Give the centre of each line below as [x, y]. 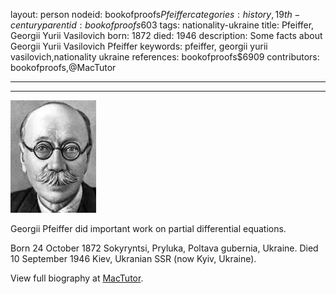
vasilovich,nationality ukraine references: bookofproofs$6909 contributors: [165, 57]
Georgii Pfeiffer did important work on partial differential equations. [148, 228]
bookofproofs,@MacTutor [63, 67]
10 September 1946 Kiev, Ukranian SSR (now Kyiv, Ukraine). [133, 258]
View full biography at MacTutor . [77, 278]
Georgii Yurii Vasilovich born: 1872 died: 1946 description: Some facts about [166, 35]
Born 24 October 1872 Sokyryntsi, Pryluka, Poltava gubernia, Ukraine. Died [164, 248]
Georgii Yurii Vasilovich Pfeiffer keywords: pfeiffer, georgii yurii [139, 46]
